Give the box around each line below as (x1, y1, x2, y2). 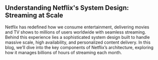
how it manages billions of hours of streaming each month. (5, 49, 122, 55)
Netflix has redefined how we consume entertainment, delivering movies (5, 24, 150, 30)
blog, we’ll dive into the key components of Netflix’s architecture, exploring (5, 44, 154, 50)
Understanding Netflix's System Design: (5, 4, 129, 12)
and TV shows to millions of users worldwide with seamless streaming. (5, 29, 146, 35)
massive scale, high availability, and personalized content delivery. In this (5, 39, 151, 45)
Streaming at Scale (5, 12, 64, 20)
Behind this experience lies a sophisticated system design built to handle (5, 34, 150, 40)
